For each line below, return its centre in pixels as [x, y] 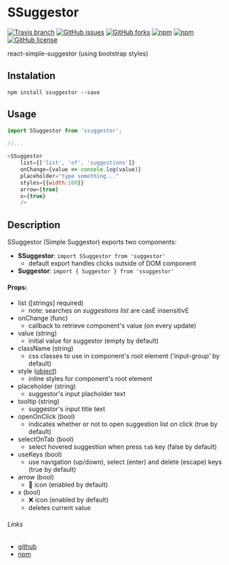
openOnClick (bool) [46, 417]
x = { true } [33, 196]
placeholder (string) [47, 386]
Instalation [31, 76]
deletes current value [59, 508]
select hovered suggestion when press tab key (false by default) [123, 447]
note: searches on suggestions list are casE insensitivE [109, 311]
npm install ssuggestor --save [54, 92]
